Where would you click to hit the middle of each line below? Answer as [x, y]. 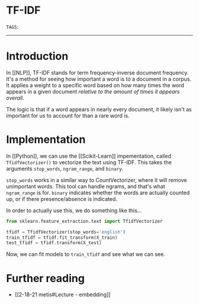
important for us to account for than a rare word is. [68, 116]
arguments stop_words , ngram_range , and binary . [65, 168]
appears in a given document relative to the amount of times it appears [93, 91]
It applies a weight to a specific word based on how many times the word [95, 85]
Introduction [37, 56]
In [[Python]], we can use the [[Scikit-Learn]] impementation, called [89, 156]
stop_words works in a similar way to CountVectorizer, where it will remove [97, 180]
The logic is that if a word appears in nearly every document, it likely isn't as [99, 109]
